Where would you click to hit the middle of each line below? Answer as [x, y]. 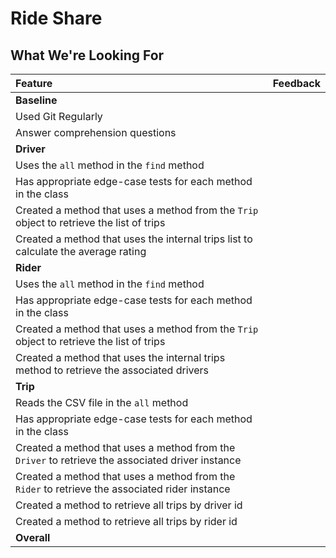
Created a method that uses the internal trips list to [134, 239]
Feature [34, 83]
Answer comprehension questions [96, 132]
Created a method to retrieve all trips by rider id [126, 521]
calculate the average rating [81, 251]
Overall [33, 537]
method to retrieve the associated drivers [112, 370]
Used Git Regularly [59, 116]
